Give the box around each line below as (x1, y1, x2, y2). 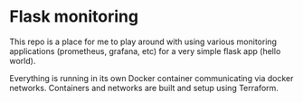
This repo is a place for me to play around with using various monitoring (9, 36, 278, 47)
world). (9, 55, 36, 66)
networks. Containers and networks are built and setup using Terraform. (9, 82, 279, 93)
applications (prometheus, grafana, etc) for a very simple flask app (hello (9, 45, 281, 56)
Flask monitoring (9, 6, 138, 27)
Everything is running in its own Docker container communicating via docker (9, 72, 294, 83)
